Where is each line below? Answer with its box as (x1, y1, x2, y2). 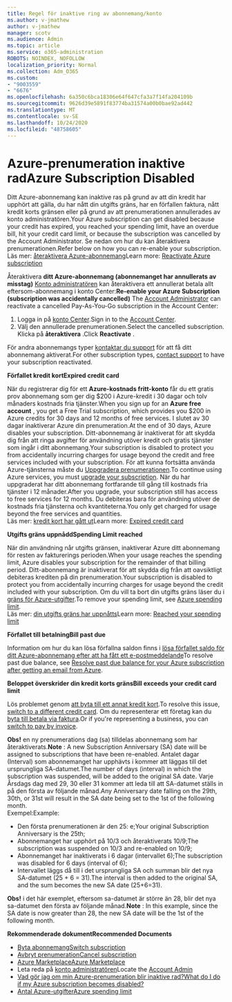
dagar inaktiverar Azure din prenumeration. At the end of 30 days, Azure (7, 422, 211, 430)
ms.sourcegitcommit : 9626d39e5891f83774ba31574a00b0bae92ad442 (7, 100, 193, 107)
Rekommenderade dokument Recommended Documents (7, 930, 173, 938)
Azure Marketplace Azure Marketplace (17, 958, 126, 966)
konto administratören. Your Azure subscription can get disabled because (7, 215, 215, 223)
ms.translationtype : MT (7, 106, 76, 113)
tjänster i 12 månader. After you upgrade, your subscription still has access (7, 488, 218, 496)
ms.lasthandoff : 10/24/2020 (7, 119, 88, 126)
